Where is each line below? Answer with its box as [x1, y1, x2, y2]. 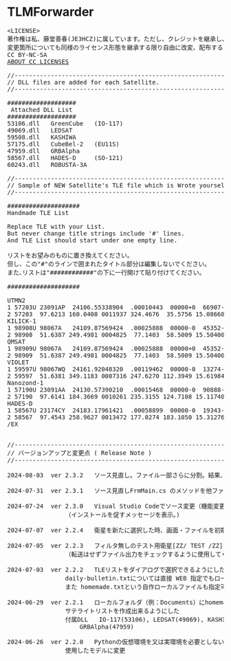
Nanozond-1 [7, 379, 44, 387]
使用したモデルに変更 [65, 647, 126, 654]
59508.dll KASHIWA [7, 133, 77, 141]
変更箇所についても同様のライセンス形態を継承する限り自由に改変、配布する [7, 43, 223, 52]
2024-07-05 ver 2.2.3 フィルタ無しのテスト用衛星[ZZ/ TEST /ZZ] [7, 541, 223, 550]
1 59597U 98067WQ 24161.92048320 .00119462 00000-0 [7, 365, 196, 373]
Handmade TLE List [7, 209, 69, 216]
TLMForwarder [7, 4, 94, 20]
